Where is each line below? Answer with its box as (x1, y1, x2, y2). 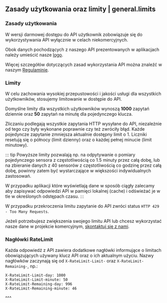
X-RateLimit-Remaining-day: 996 (5, 281, 72, 287)
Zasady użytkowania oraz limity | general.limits (5, 5, 156, 14)
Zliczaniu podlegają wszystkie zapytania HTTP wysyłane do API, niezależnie (5, 121, 162, 127)
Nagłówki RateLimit (5, 236, 53, 243)
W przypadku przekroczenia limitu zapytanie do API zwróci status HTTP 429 (5, 203, 160, 209)
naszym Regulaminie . (5, 67, 49, 73)
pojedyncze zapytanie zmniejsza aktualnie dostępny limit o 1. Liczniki (5, 131, 147, 137)
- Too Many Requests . (5, 208, 49, 214)
